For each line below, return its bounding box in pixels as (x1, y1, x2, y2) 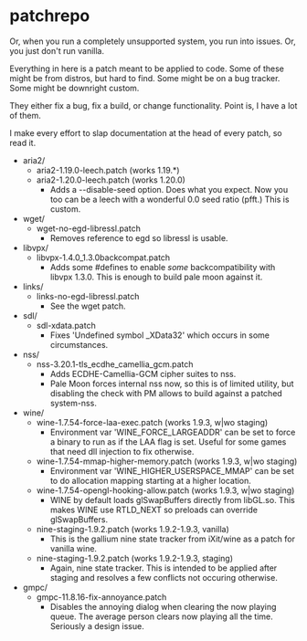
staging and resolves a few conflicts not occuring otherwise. (49, 572, 279, 583)
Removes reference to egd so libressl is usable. (49, 232, 228, 243)
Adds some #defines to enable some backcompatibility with (49, 261, 276, 272)
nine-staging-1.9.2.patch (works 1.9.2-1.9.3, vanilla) (36, 523, 230, 534)
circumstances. (49, 339, 109, 350)
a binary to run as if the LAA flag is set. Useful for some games (49, 436, 287, 447)
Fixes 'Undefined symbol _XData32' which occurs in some (49, 330, 270, 341)
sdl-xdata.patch (36, 320, 96, 331)
